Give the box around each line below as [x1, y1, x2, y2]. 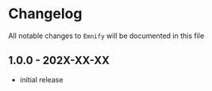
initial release [19, 74, 64, 84]
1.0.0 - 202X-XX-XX [8, 54, 110, 67]
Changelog [8, 5, 83, 23]
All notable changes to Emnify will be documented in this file [8, 31, 205, 40]
